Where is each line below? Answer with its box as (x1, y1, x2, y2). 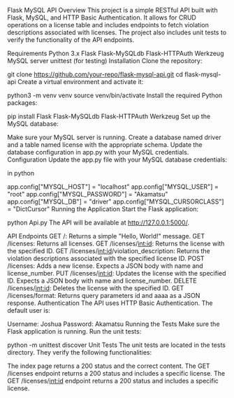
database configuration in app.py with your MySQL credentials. (7, 148, 189, 156)
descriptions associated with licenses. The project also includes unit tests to (7, 28, 227, 36)
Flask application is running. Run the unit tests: (7, 327, 142, 335)
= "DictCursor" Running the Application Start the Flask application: (7, 205, 199, 213)
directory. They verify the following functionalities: (7, 348, 152, 356)
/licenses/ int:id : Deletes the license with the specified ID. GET (7, 284, 184, 292)
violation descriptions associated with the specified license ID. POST (7, 255, 205, 262)
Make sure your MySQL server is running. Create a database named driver (7, 133, 221, 141)
